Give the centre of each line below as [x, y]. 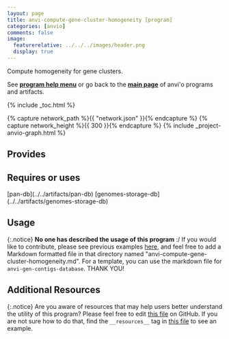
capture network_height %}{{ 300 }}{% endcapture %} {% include [100, 125]
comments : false [30, 33]
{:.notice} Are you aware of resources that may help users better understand [115, 306]
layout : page [26, 13]
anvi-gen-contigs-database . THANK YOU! [66, 268]
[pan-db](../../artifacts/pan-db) [50, 194]
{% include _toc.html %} [41, 105]
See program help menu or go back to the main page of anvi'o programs [110, 84]
